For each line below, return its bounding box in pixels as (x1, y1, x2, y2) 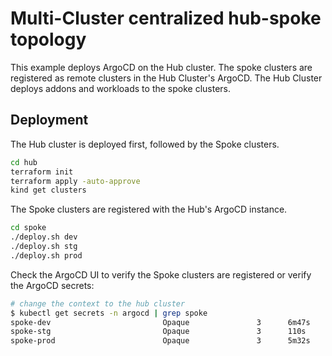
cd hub (10, 157, 38, 167)
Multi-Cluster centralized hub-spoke (10, 7, 322, 30)
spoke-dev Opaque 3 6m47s (10, 317, 311, 327)
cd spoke (10, 223, 47, 233)
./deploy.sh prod (10, 250, 83, 261)
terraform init (10, 167, 74, 177)
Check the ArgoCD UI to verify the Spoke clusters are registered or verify (10, 268, 312, 281)
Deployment (10, 112, 89, 129)
